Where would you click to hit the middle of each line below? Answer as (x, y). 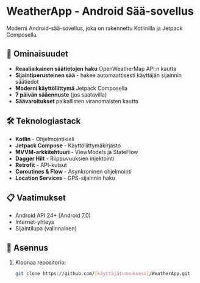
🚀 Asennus (27, 248)
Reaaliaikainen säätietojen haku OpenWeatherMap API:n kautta (96, 68)
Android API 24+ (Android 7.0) (53, 216)
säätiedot (27, 81)
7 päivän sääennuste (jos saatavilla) (61, 94)
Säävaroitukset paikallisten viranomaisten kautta (77, 101)
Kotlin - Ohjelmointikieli (45, 139)
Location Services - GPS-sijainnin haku (65, 178)
